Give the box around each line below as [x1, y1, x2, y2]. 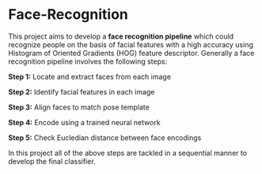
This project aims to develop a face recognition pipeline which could [8, 31, 234, 41]
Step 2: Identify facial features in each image [8, 87, 155, 96]
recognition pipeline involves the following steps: [8, 57, 168, 66]
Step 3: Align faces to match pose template [8, 102, 150, 112]
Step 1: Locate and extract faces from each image [8, 72, 172, 81]
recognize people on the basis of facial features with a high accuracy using [8, 39, 253, 49]
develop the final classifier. [8, 156, 97, 166]
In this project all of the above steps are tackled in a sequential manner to [8, 148, 248, 157]
